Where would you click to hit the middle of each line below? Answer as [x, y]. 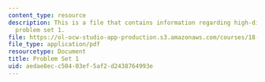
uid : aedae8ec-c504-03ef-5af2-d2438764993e [81, 66]
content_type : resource [47, 15]
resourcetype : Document [47, 52]
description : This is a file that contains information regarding [119, 23]
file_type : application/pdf [54, 45]
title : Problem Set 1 [44, 59]
